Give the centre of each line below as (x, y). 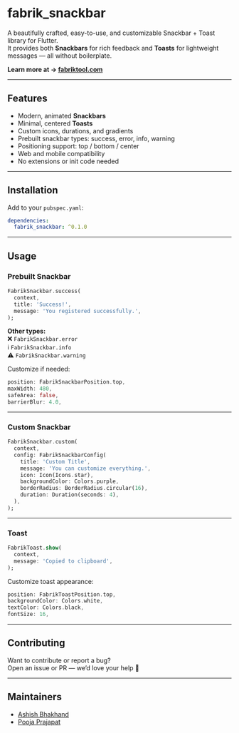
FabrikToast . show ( (34, 548)
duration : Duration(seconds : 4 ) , (70, 495)
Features (27, 99)
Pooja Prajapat (39, 722)
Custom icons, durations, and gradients (75, 130)
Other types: (27, 331)
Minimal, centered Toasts (55, 123)
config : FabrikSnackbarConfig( (60, 455)
